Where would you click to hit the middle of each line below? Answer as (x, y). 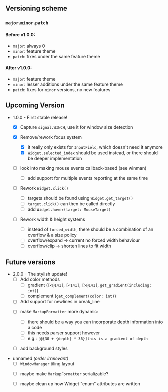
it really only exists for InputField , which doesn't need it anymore (95, 147)
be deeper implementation (55, 158)
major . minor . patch (27, 23)
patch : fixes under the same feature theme (56, 56)
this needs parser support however (64, 333)
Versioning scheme (36, 8)
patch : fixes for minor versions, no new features (61, 89)
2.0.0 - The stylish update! (40, 274)
